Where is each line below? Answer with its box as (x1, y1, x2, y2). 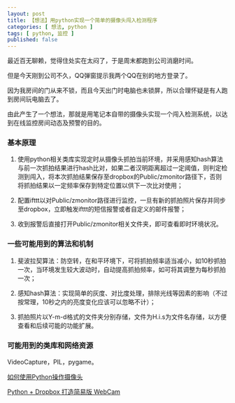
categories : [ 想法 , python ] (7, 23, 93, 30)
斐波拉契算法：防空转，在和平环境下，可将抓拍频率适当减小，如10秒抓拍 (17, 257, 227, 265)
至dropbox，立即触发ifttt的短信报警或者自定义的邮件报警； (17, 205, 187, 214)
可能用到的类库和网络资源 (7, 341, 94, 350)
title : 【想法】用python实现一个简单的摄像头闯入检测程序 (7, 17, 157, 24)
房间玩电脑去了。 (13, 95, 63, 104)
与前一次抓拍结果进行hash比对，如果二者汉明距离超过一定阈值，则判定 (17, 164, 222, 172)
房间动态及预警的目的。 (37, 118, 106, 127)
